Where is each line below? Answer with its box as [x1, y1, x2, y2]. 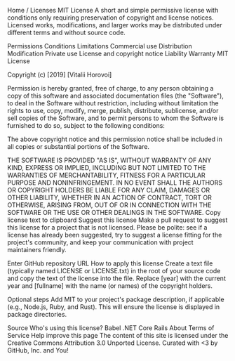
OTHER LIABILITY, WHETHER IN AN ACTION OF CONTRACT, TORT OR [7, 193, 212, 202]
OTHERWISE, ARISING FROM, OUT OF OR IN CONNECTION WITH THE [7, 201, 212, 209]
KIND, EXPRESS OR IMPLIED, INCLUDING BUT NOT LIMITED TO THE [7, 164, 206, 171]
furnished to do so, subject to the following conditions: [7, 122, 165, 129]
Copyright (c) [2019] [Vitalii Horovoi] [7, 70, 112, 79]
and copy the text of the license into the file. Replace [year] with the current [7, 274, 226, 282]
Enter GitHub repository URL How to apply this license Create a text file [7, 259, 213, 268]
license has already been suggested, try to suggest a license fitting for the [7, 231, 222, 239]
